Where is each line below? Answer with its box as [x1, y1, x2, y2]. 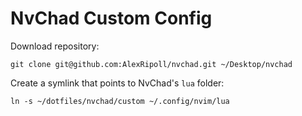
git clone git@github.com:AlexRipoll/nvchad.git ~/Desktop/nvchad [10, 59, 293, 69]
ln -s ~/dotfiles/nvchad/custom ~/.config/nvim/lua [10, 96, 230, 106]
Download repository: [10, 40, 100, 52]
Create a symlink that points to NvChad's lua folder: [10, 77, 225, 89]
